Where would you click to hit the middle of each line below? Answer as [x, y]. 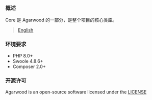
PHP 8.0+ [23, 56]
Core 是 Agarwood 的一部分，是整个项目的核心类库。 [61, 20]
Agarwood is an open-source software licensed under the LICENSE [76, 92]
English [26, 30]
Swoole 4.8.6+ [28, 61]
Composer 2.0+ [29, 66]
